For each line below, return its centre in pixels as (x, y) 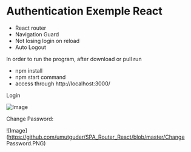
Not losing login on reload (47, 41)
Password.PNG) (26, 143)
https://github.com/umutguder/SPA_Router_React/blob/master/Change (96, 137)
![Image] (17, 130)
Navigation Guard (37, 34)
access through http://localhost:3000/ (63, 84)
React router (31, 28)
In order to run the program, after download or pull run (74, 59)
